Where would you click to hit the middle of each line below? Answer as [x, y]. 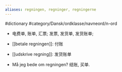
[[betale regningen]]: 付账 [38, 44]
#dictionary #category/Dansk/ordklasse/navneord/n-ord [61, 23]
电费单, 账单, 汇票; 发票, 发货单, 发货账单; [53, 33]
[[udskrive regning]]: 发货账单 [42, 54]
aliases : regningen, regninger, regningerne [51, 9]
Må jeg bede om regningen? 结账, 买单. [51, 64]
